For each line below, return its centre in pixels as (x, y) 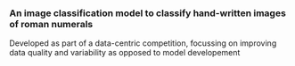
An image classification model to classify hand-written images (148, 13)
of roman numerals (51, 24)
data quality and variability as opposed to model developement (125, 53)
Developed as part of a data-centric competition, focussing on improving (143, 43)
